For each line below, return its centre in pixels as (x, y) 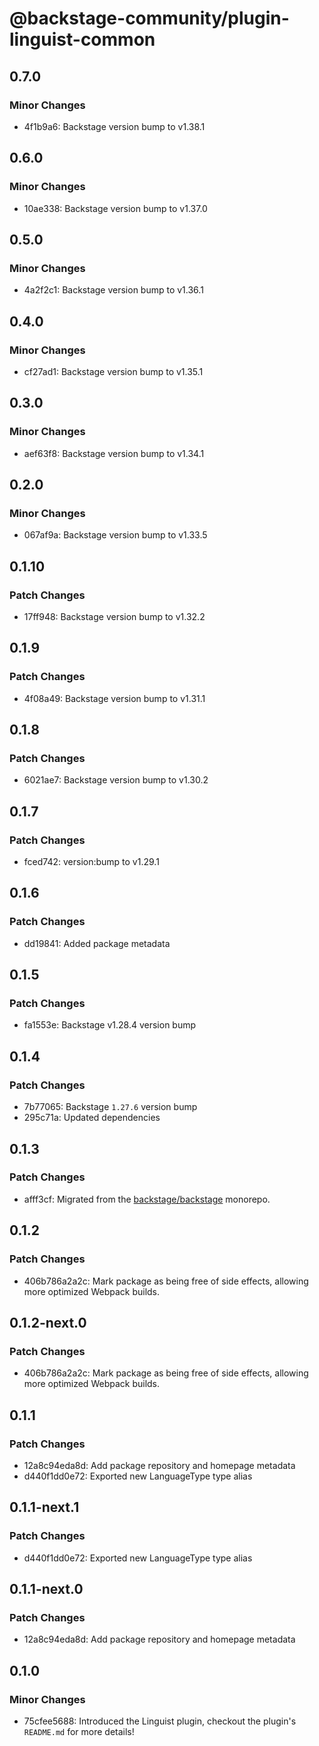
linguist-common (82, 39)
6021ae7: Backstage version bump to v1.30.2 (116, 780)
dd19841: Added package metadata (97, 943)
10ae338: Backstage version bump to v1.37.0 (115, 208)
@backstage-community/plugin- (149, 18)
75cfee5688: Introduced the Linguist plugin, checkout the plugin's (160, 1721)
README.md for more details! (79, 1731)
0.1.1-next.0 (46, 1588)
